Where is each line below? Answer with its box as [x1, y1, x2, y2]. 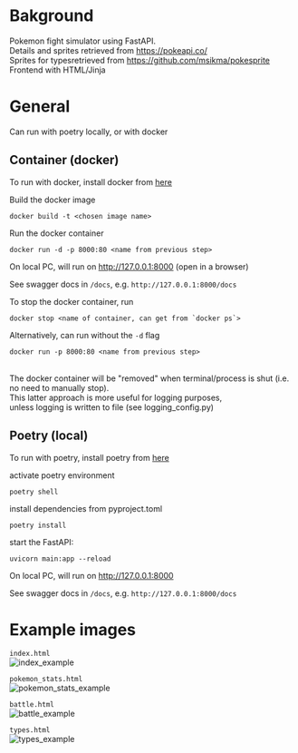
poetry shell [9, 487, 59, 496]
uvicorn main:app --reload [9, 554, 111, 563]
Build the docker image [9, 194, 96, 205]
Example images [9, 619, 137, 640]
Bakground [9, 5, 94, 26]
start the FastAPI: [9, 536, 74, 547]
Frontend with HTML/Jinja [9, 64, 106, 75]
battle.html [9, 700, 54, 709]
